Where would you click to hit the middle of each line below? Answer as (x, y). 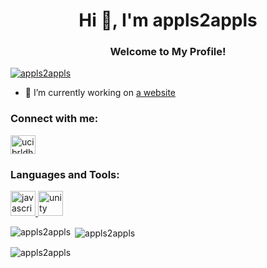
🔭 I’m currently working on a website (100, 93)
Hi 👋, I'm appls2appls (168, 20)
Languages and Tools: (65, 174)
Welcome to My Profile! (168, 52)
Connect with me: (54, 119)
